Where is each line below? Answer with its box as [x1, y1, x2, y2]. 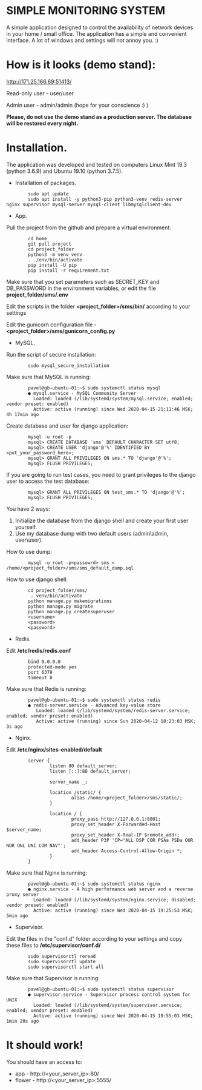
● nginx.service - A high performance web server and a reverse [28, 886, 194, 892]
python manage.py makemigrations [28, 598, 112, 604]
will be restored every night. [6, 119, 79, 127]
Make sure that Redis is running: [6, 685, 86, 692]
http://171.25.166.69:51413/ [6, 78, 72, 85]
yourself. [15, 523, 37, 531]
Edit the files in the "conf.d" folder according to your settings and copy [6, 935, 183, 942]
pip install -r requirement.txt [28, 267, 110, 274]
